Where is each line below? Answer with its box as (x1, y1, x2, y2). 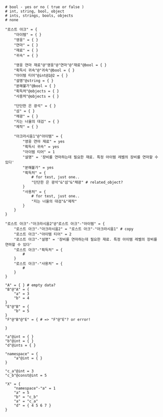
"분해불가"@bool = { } (14, 83, 56, 88)
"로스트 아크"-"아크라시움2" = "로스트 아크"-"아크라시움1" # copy (14, 226, 134, 231)
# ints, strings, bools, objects (5, 13, 73, 18)
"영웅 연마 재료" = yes (23, 139, 65, 144)
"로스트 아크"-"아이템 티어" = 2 (14, 232, 72, 237)
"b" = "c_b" (14, 394, 38, 399)
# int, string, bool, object (5, 9, 65, 14)
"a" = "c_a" (14, 399, 38, 404)
